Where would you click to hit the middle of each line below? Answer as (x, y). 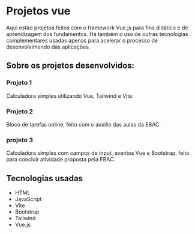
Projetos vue (38, 11)
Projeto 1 (19, 83)
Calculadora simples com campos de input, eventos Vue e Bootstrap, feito (98, 153)
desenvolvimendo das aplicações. (48, 47)
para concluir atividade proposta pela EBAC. (61, 160)
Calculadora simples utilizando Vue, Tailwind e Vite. (70, 96)
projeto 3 (20, 140)
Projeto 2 (20, 111)
